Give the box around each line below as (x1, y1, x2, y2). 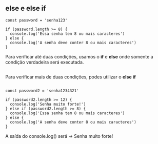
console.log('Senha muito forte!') (10, 102, 86, 107)
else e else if (5, 4, 46, 13)
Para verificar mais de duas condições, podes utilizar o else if (5, 74, 136, 80)
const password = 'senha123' (5, 17, 68, 23)
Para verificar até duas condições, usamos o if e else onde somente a (5, 53, 153, 59)
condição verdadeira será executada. (5, 59, 84, 65)
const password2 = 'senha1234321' (5, 88, 80, 94)
